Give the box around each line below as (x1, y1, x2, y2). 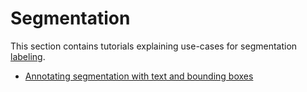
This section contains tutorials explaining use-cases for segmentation (10, 40, 298, 52)
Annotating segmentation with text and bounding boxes (24, 70, 254, 82)
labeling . (10, 50, 46, 62)
